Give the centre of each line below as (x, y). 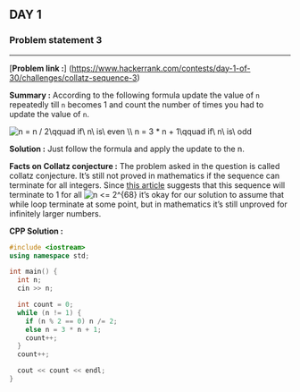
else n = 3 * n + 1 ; (63, 329)
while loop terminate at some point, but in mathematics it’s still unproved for (148, 204)
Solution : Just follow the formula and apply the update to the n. (127, 149)
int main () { (33, 272)
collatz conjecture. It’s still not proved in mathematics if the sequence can (145, 175)
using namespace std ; (50, 256)
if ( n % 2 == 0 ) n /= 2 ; (71, 321)
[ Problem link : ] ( (41, 68)
